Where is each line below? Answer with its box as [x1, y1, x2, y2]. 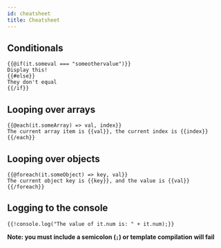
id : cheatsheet [7, 10, 51, 17]
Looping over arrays [7, 103, 96, 115]
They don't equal [7, 79, 57, 86]
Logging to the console [7, 202, 108, 214]
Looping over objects [7, 153, 100, 165]
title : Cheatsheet [7, 17, 60, 24]
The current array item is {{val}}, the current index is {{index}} [7, 128, 209, 135]
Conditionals [7, 42, 64, 54]
